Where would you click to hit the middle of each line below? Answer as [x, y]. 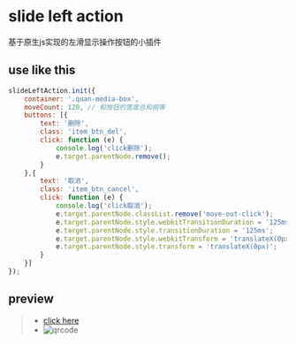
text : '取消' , [65, 181]
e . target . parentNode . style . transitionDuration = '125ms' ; [164, 230]
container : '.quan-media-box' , [82, 99]
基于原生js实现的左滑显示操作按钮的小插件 [85, 42]
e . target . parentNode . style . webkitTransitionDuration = [159, 222]
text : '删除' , [65, 124]
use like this [42, 70]
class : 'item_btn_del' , [83, 132]
